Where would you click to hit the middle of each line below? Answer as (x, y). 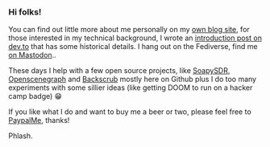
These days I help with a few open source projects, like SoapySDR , (119, 71)
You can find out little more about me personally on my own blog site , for (129, 30)
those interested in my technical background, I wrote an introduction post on (135, 38)
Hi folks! (25, 12)
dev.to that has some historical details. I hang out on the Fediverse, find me (133, 47)
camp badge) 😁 (35, 96)
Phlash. (21, 136)
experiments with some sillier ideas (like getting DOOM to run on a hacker (131, 88)
